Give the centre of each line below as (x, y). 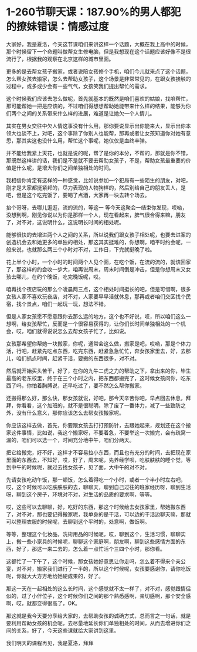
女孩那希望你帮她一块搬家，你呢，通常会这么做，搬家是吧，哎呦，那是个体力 (98, 343)
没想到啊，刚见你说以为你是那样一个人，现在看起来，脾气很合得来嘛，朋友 (96, 215)
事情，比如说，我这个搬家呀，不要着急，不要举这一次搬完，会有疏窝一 (106, 433)
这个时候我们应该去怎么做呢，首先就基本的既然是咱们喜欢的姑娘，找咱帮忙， (98, 98)
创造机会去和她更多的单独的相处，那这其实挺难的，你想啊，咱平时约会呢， (96, 242)
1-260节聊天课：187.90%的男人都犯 (94, 12)
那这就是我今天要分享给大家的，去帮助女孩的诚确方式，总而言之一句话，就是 (98, 616)
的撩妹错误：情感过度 (58, 27)
